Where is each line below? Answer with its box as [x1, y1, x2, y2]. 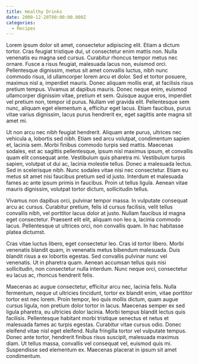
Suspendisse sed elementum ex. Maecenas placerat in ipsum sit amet [6, 346, 177, 353]
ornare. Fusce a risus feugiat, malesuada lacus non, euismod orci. [6, 61, 168, 68]
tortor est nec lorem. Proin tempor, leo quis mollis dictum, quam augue [6, 296, 178, 303]
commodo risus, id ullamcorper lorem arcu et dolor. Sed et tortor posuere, [6, 73, 187, 80]
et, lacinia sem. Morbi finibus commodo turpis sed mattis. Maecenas [6, 141, 173, 148]
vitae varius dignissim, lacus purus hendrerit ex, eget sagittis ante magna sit [6, 111, 192, 118]
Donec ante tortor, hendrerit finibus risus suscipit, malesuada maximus [6, 334, 179, 341]
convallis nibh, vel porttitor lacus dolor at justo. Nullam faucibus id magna [6, 210, 186, 217]
